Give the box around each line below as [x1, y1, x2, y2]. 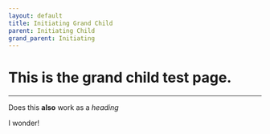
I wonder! [8, 118, 40, 128]
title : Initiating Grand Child [8, 19, 113, 27]
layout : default [8, 11, 63, 20]
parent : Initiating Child [8, 26, 95, 35]
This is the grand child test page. [8, 69, 232, 87]
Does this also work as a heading [8, 103, 119, 112]
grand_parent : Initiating [8, 34, 95, 43]
